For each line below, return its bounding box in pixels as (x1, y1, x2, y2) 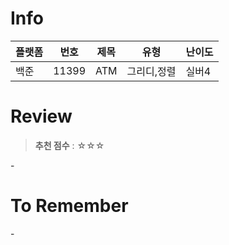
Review (10, 105, 73, 128)
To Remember (10, 195, 129, 217)
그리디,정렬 (126, 64, 177, 78)
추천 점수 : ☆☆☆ (34, 139, 105, 151)
